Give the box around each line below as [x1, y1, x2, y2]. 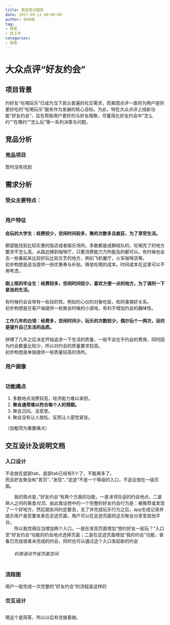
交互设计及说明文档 [5, 441, 65, 450]
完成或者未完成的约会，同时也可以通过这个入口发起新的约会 [14, 538, 138, 544]
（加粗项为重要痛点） [5, 425, 50, 431]
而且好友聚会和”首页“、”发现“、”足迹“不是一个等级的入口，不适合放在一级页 [5, 477, 159, 483]
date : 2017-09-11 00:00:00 [5, 12, 62, 17]
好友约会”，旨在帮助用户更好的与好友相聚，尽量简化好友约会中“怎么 [12, 112, 153, 119]
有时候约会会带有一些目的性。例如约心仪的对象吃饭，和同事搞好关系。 [5, 299, 152, 305]
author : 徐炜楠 [5, 17, 35, 22]
